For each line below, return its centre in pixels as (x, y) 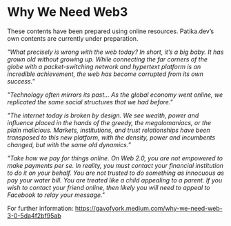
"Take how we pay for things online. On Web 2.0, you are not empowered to (115, 158)
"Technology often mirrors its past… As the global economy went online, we (115, 95)
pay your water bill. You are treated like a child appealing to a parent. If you (115, 180)
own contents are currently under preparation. (73, 38)
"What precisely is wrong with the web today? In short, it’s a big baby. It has (115, 52)
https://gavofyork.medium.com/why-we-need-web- (149, 208)
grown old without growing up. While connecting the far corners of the (108, 59)
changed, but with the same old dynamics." (69, 144)
